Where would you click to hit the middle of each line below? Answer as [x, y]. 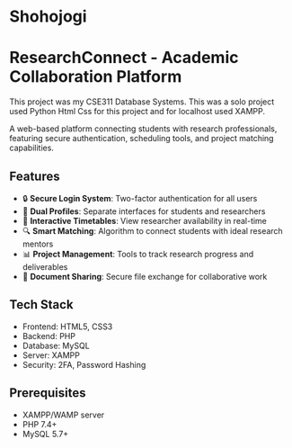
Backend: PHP [49, 336]
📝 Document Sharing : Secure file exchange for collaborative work [145, 276]
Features [35, 176]
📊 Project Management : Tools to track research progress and [138, 254]
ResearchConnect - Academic [124, 58]
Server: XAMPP [51, 355]
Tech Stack [41, 305]
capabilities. [31, 148]
